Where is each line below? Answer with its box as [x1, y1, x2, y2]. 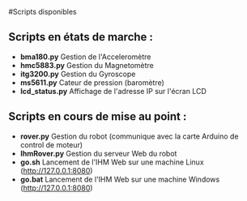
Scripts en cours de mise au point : [8, 109, 187, 124]
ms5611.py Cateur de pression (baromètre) [19, 77, 164, 88]
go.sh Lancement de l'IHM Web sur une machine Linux [19, 157, 204, 167]
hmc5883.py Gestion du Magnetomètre [19, 60, 154, 70]
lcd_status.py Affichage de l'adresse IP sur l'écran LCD [19, 86, 207, 96]
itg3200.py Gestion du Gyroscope [19, 69, 136, 79]
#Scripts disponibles [8, 7, 77, 16]
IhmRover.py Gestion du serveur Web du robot [19, 148, 177, 158]
